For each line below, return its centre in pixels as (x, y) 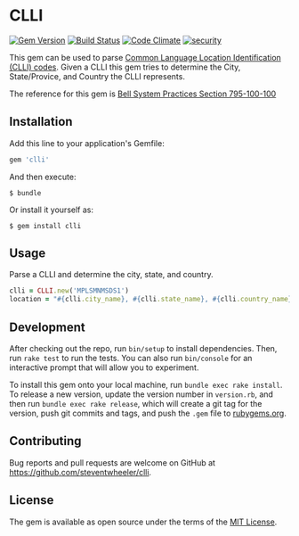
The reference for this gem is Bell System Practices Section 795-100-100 (143, 94)
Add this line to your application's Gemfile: (87, 143)
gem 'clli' (29, 160)
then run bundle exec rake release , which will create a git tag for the (136, 404)
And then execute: (43, 177)
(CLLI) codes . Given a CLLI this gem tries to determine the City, (125, 67)
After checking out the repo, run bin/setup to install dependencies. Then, (143, 348)
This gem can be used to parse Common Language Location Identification (145, 57)
